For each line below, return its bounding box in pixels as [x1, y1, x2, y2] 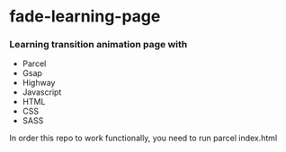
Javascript [22, 87, 62, 97]
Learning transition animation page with [9, 38, 188, 51]
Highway [22, 78, 56, 89]
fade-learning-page [9, 6, 161, 27]
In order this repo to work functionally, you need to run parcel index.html [9, 132, 278, 144]
